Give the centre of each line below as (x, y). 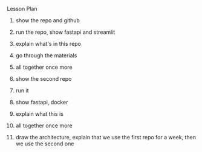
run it (22, 90)
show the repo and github (48, 20)
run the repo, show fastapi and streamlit (65, 32)
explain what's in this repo (48, 44)
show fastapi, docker (42, 102)
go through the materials (46, 55)
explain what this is (40, 114)
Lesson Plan (22, 9)
